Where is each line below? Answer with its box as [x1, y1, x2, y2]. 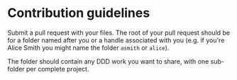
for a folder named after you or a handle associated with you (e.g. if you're [7, 35, 225, 44]
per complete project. [26, 64, 89, 73]
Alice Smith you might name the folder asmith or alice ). [7, 43, 170, 52]
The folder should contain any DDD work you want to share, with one [7, 57, 209, 65]
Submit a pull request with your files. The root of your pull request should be [7, 28, 231, 37]
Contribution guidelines [7, 5, 150, 21]
